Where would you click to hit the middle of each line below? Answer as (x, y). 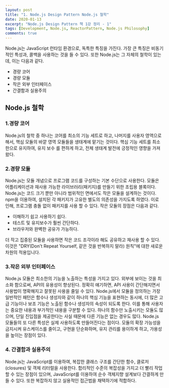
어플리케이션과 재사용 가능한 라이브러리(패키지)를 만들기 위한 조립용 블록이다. (81, 186)
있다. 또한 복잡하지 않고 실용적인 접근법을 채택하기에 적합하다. (76, 380)
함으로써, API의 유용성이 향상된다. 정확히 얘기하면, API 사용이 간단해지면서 (87, 285)
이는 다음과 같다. (28, 61)
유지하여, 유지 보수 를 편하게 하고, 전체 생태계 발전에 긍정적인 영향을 (85, 148)
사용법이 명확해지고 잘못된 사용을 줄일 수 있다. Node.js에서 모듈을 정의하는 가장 (83, 291)
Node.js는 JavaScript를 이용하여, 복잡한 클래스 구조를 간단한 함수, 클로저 (77, 361)
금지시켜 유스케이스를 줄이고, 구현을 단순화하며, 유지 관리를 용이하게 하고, (77, 329)
